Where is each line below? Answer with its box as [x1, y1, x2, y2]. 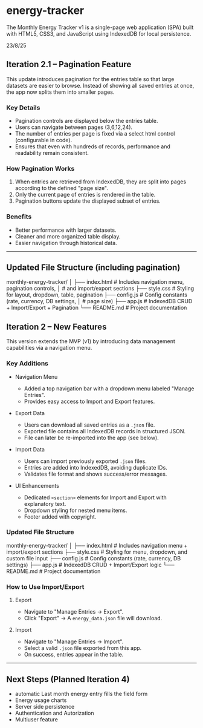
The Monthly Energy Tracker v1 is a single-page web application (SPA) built [6, 24, 194, 31]
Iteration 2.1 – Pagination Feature [6, 59, 132, 70]
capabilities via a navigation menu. [6, 344, 92, 352]
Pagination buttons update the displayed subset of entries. [14, 197, 161, 205]
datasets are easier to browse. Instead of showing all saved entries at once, [6, 82, 195, 89]
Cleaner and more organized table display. [14, 232, 121, 240]
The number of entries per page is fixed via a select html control [14, 130, 175, 137]
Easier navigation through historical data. [14, 239, 117, 246]
